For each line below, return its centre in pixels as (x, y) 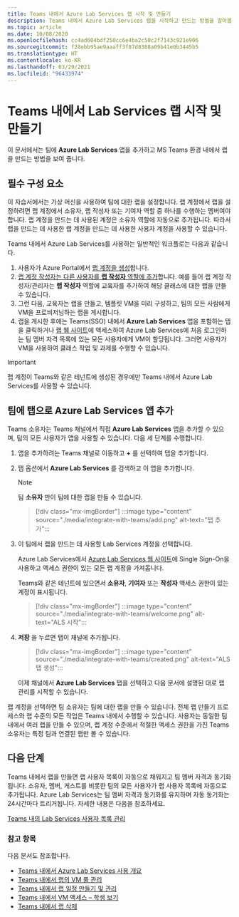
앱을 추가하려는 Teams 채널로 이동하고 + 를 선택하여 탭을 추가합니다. (113, 453)
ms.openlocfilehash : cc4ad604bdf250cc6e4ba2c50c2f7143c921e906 (103, 41)
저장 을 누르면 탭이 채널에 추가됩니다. (69, 638)
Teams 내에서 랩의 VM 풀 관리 (60, 880)
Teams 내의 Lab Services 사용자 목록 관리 (67, 818)
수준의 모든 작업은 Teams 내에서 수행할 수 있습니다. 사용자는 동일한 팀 (131, 716)
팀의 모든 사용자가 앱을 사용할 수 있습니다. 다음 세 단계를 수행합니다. (110, 438)
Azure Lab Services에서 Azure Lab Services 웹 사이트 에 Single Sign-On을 (123, 559)
